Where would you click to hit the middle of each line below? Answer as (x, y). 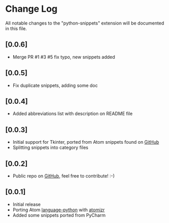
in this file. (16, 28)
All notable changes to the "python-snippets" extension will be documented (85, 23)
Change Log (31, 9)
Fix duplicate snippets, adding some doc (55, 85)
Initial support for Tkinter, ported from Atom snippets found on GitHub (86, 142)
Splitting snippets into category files (50, 148)
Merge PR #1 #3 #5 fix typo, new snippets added (64, 57)
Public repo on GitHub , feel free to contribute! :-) (64, 176)
